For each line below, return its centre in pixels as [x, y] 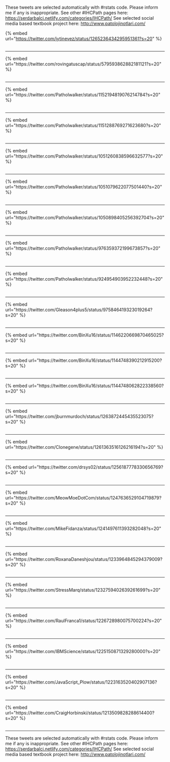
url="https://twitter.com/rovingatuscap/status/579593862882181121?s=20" [83, 64]
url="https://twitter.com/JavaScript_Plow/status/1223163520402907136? [81, 682]
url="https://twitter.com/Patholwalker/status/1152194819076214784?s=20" [83, 95]
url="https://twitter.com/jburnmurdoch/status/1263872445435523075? [79, 416]
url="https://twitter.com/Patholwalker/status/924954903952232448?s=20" [84, 279]
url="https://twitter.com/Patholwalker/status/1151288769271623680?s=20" [83, 125]
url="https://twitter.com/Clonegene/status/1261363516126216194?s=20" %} [84, 447]
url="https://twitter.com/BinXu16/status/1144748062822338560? [96, 386]
